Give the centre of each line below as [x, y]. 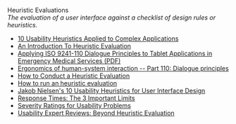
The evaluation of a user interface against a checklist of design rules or [112, 18]
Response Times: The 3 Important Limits [76, 98]
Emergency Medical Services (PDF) [69, 61]
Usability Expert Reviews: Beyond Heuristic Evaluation [96, 113]
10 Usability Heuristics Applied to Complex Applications [98, 39]
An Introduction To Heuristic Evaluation [74, 46]
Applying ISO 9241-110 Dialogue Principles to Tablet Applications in [115, 53]
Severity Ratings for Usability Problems [74, 105]
